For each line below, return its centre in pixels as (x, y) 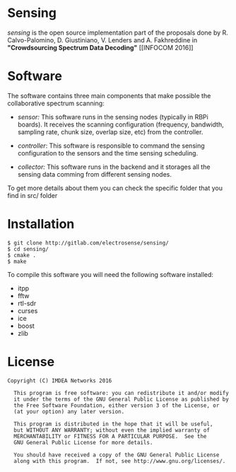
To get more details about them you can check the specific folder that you (115, 188)
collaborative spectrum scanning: (56, 103)
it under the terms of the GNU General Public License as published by (122, 399)
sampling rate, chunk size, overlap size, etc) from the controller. (110, 131)
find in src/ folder (33, 195)
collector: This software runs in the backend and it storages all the (114, 167)
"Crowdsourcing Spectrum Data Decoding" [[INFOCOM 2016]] (100, 47)
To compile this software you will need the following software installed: (111, 274)
